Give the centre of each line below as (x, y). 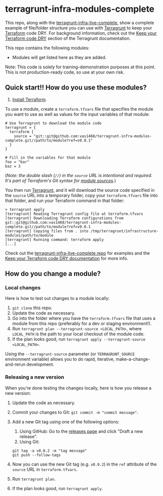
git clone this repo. (32, 308)
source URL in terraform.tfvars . (45, 469)
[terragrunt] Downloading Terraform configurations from (64, 218)
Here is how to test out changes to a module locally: (58, 298)
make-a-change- (133, 359)
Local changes (23, 288)
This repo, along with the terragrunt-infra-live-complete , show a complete (80, 23)
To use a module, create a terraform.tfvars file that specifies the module (79, 109)
